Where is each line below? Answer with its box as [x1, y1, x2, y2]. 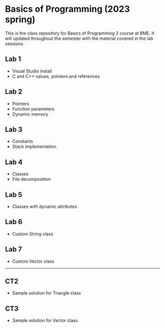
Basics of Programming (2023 [5, 3, 130, 15]
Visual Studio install [12, 68, 53, 74]
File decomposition [12, 176, 51, 182]
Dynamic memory [12, 111, 48, 117]
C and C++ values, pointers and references [12, 73, 100, 79]
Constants [12, 138, 33, 144]
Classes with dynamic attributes [12, 203, 78, 209]
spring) [5, 14, 36, 25]
